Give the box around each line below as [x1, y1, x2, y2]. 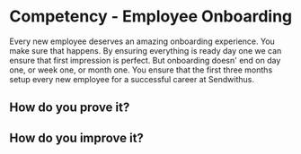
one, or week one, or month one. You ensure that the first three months [9, 64, 273, 75]
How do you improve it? [9, 130, 144, 145]
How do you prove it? [9, 100, 130, 115]
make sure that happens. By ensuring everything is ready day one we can [9, 45, 282, 56]
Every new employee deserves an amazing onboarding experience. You [9, 36, 276, 47]
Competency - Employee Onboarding [9, 6, 293, 27]
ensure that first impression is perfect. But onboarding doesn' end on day [9, 55, 281, 65]
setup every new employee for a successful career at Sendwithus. [9, 73, 254, 84]
